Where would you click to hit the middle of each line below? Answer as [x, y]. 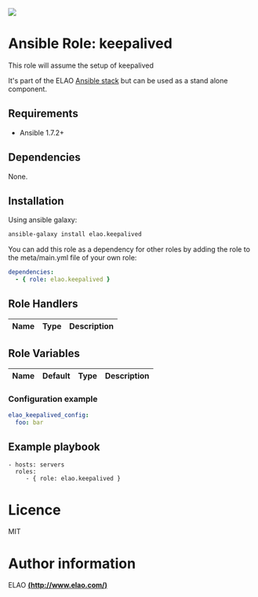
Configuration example [53, 399]
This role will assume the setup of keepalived [81, 65]
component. [27, 89]
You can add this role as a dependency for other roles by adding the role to [129, 249]
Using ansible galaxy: [43, 220]
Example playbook [54, 447]
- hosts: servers [36, 465]
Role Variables [44, 354]
